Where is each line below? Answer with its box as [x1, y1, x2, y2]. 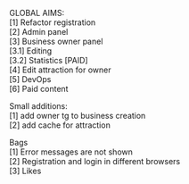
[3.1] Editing [9, 46, 53, 56]
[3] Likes [9, 165, 42, 176]
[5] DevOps [9, 74, 52, 84]
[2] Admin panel [9, 27, 69, 37]
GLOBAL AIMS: [9, 8, 65, 18]
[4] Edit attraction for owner [9, 64, 111, 75]
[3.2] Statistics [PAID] [9, 55, 88, 65]
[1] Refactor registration [9, 17, 96, 28]
